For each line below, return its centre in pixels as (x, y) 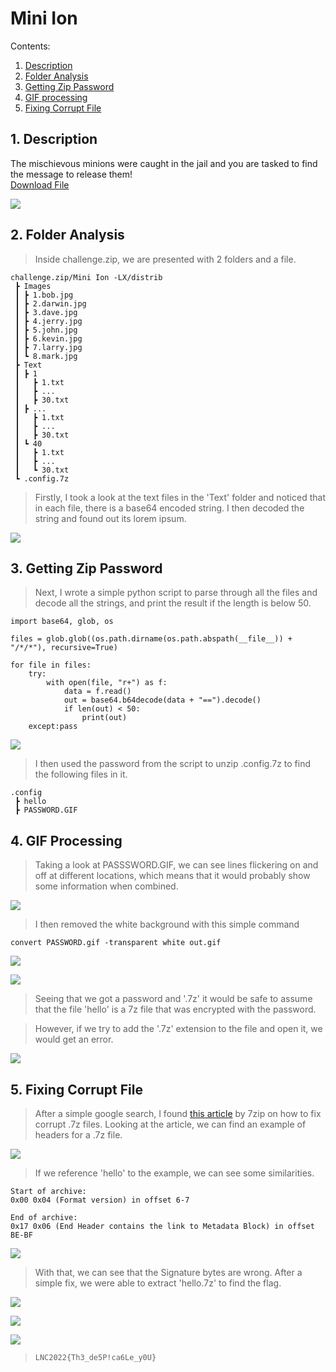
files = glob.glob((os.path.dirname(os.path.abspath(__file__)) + (151, 639)
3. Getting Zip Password (86, 568)
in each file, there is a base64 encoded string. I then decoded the (169, 508)
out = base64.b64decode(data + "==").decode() (162, 700)
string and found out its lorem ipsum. (110, 518)
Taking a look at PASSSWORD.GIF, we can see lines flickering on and (176, 865)
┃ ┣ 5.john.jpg (46, 330)
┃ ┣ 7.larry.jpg (48, 347)
